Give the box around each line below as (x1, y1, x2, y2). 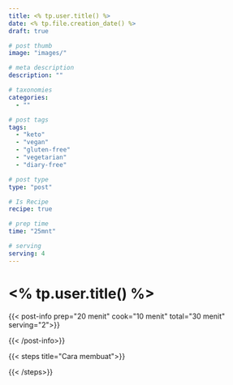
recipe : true (8, 205, 53, 213)
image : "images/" (8, 49, 67, 58)
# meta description (8, 64, 75, 72)
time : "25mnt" (8, 228, 57, 236)
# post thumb (8, 41, 53, 49)
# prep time (8, 220, 49, 228)
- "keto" (15, 130, 45, 139)
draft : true (8, 27, 49, 35)
